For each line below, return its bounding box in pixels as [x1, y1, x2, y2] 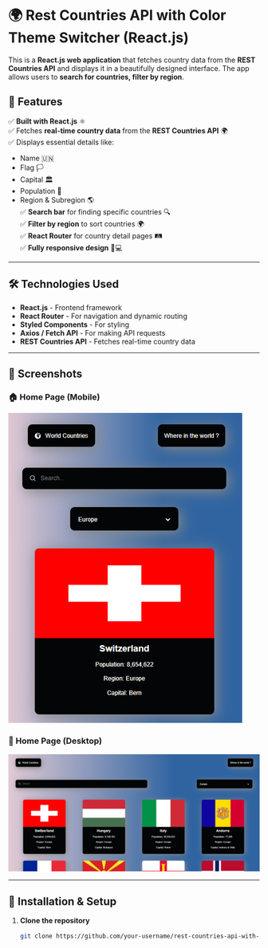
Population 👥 [19, 186, 62, 195]
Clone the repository [19, 916, 90, 926]
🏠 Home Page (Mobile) [8, 391, 100, 403]
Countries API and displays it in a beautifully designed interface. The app [8, 63, 250, 73]
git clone [19, 932, 53, 941]
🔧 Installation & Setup [8, 895, 117, 908]
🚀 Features [8, 95, 63, 108]
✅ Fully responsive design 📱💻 [19, 242, 123, 252]
